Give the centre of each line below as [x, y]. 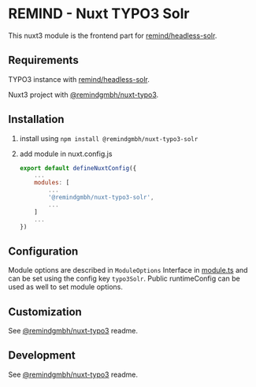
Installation [36, 119]
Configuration [43, 251]
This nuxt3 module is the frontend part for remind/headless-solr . [113, 35]
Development [42, 355]
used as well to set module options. [66, 287]
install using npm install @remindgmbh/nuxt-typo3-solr [109, 138]
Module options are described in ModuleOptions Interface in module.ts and [128, 270]
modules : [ [52, 183]
